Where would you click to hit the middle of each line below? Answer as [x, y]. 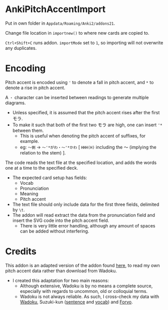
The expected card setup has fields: [50, 178]
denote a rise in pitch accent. [35, 88]
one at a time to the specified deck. [42, 168]
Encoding [26, 68]
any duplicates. [21, 48]
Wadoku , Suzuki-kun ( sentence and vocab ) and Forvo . [76, 302]
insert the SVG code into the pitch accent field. [61, 220]
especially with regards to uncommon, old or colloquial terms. [84, 291]
